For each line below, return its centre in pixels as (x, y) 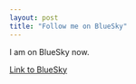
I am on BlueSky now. (49, 51)
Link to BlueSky (39, 70)
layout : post (34, 18)
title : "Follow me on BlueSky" (68, 26)
